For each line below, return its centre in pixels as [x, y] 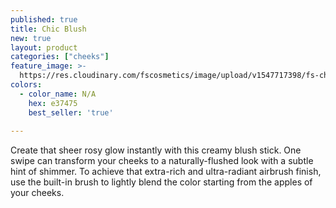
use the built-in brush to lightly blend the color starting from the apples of [161, 182]
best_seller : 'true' [71, 112]
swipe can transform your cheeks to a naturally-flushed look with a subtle [162, 161]
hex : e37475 [53, 103]
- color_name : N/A [58, 94]
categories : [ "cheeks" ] [60, 57]
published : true [44, 19]
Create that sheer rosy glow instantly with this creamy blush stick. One [156, 150]
